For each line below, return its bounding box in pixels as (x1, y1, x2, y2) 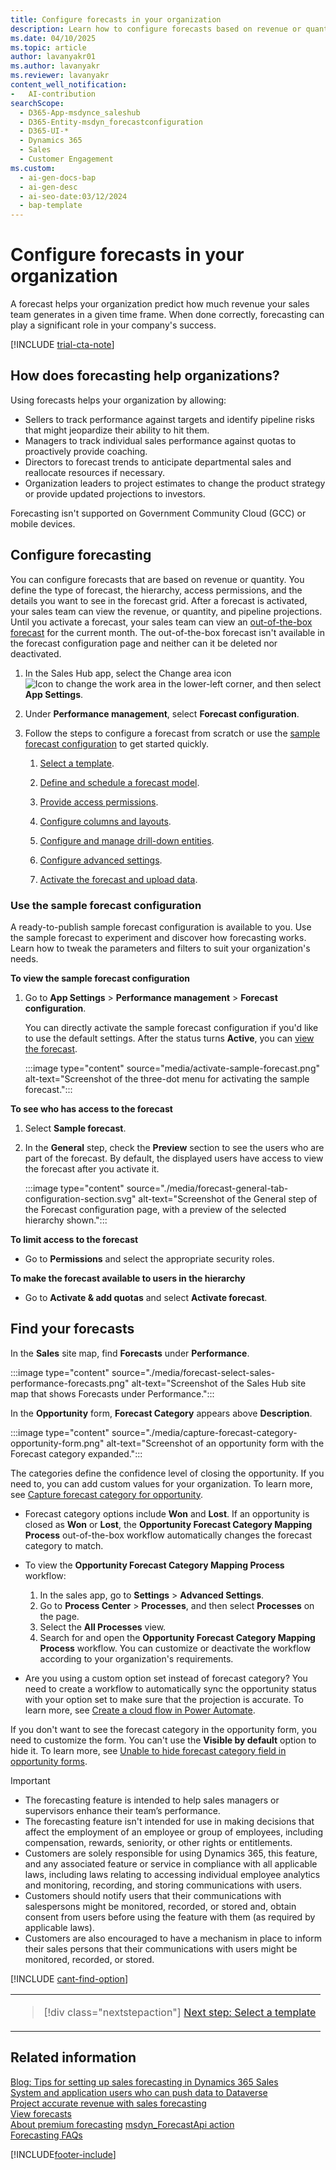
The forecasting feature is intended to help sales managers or (24, 1794, 280, 1806)
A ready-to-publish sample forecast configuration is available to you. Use (10, 921, 312, 933)
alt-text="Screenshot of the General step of (138, 1192, 318, 1205)
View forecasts (10, 2107, 72, 2120)
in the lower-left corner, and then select (158, 677, 322, 690)
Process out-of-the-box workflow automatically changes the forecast (24, 1529, 313, 1541)
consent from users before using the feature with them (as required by (24, 1911, 316, 1923)
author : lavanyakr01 (10, 52, 97, 62)
